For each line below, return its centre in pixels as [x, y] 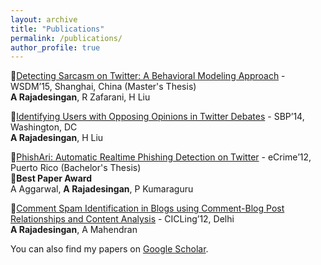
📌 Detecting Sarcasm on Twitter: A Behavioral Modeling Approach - [148, 76]
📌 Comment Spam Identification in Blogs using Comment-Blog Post [147, 208]
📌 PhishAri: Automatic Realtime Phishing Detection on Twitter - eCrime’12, [161, 157]
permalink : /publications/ [66, 38]
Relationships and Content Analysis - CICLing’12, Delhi [122, 219]
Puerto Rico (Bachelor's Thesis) [76, 168]
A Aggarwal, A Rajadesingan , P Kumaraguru [102, 189]
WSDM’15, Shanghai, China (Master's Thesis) [103, 87]
